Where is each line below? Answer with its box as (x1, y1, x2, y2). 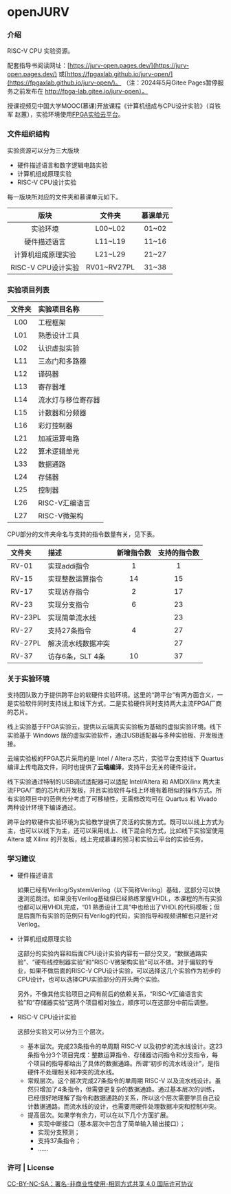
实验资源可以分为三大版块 (7, 146, 80, 155)
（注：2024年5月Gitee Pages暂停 (122, 78, 218, 87)
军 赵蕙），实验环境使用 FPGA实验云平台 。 (7, 111, 124, 119)
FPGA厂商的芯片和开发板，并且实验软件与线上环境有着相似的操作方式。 (12, 786, 216, 795)
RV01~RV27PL (85, 262, 135, 272)
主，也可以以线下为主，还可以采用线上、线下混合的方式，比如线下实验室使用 (7, 826, 224, 835)
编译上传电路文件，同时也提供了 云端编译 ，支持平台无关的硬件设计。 (7, 763, 200, 771)
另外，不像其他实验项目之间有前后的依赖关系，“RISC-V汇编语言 (16, 989, 197, 997)
